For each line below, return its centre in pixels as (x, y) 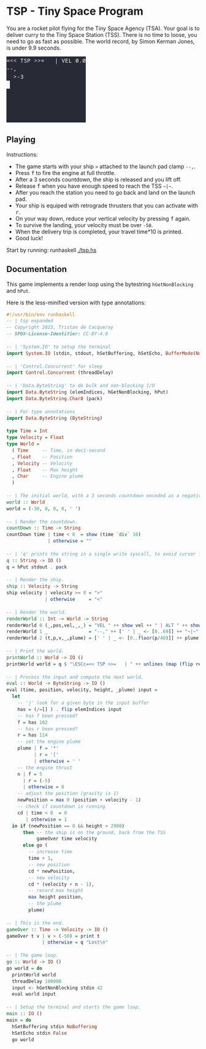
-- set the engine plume (49, 742)
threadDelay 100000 (37, 981)
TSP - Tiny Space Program (75, 11)
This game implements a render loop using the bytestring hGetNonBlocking (100, 284)
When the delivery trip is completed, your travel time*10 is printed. (99, 231)
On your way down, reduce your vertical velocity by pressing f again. (103, 219)
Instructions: (22, 154)
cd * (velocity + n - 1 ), (62, 884)
